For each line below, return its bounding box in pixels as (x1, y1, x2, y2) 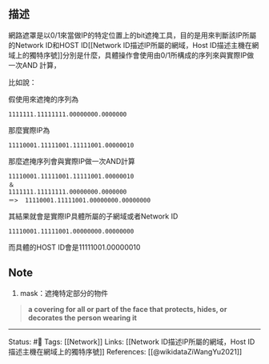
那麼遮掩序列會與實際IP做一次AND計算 (8, 156, 136, 166)
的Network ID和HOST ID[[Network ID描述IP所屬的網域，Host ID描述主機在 (8, 40, 252, 50)
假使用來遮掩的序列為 (8, 94, 78, 104)
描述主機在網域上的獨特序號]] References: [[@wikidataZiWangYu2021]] (8, 346, 243, 356)
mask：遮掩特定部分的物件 (19, 288, 108, 298)
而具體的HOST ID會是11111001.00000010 (8, 242, 141, 252)
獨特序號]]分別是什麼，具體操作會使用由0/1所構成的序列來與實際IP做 (29, 50, 255, 60)
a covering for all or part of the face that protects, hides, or (27, 304, 227, 314)
